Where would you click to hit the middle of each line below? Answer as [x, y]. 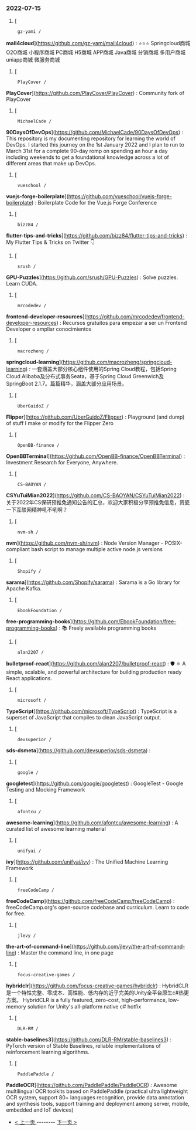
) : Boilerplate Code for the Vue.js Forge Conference [94, 203]
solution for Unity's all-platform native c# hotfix [84, 1007]
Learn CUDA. [22, 284]
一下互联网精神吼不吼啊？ [37, 510]
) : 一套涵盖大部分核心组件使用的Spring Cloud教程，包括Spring [101, 369]
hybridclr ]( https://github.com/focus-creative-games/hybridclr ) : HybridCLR [97, 986]
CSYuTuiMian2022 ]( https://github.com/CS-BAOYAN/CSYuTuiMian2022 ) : [95, 495]
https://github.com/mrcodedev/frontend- [135, 317]
